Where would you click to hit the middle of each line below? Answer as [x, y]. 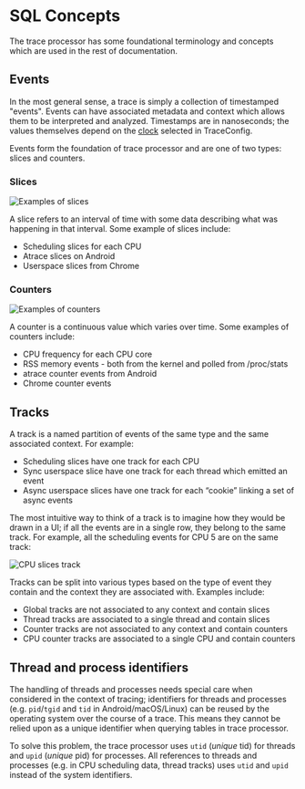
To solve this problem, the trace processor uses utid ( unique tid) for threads [152, 745]
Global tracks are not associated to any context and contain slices [146, 610]
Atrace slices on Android [69, 256]
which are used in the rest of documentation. [93, 50]
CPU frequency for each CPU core [87, 354]
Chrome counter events [67, 383]
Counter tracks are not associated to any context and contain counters [155, 629]
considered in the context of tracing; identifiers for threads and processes [148, 699]
